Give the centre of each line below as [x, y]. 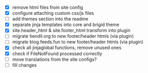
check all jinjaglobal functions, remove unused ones [67, 47]
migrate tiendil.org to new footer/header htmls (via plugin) [73, 36]
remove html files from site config [47, 7]
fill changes [24, 65]
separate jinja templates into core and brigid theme [66, 25]
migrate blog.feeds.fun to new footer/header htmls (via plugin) [78, 42]
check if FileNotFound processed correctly [57, 54]
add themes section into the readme [50, 19]
